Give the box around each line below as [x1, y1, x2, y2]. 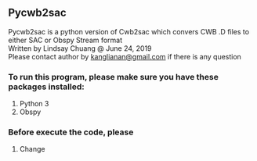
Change [19, 145, 45, 154]
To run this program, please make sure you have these [8, 71, 219, 82]
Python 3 [19, 99, 49, 109]
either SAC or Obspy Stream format [8, 35, 123, 45]
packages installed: [8, 81, 85, 92]
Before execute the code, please [8, 127, 134, 138]
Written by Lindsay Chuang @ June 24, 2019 [8, 43, 152, 53]
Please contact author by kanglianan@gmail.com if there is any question [8, 52, 241, 61]
